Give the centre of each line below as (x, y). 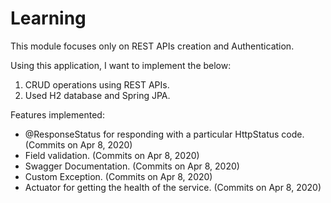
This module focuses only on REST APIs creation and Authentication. (152, 46)
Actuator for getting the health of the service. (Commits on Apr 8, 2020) (173, 187)
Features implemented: (57, 114)
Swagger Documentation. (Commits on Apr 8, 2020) (132, 166)
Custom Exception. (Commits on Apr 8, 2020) (118, 176)
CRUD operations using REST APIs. (97, 84)
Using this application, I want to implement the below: (121, 65)
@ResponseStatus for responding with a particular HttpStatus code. (164, 134)
